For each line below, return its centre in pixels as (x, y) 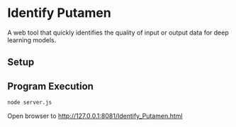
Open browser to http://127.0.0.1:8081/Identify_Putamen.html (95, 116)
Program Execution (51, 86)
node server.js (30, 103)
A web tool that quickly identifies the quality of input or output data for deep (118, 32)
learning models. (32, 40)
